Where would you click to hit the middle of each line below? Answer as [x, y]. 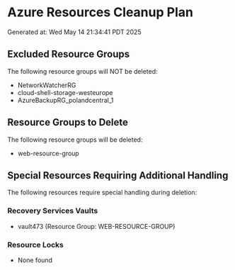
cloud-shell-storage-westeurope [65, 92]
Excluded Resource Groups [68, 54]
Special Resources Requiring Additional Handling [118, 175]
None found [35, 260]
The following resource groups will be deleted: [75, 140]
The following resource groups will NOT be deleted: [82, 71]
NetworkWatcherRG [47, 85]
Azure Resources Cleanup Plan [100, 12]
